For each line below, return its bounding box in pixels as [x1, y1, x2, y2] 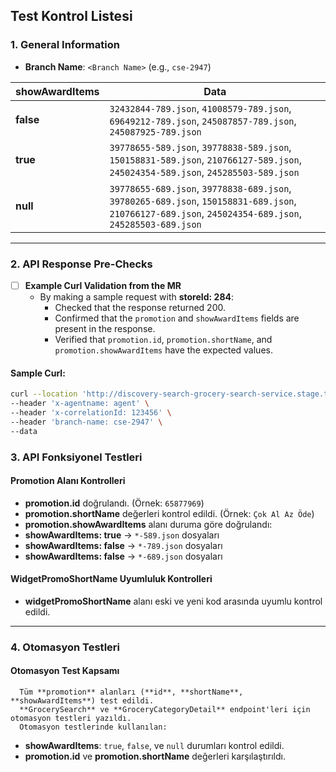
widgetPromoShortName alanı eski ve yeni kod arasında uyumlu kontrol [24, 595, 323, 607]
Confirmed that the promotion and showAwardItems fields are [54, 312, 300, 324]
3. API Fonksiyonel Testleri [10, 450, 143, 464]
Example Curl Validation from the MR [24, 279, 182, 291]
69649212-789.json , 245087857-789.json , [109, 114, 297, 128]
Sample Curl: [10, 367, 66, 379]
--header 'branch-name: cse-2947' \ [10, 417, 163, 427]
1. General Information [10, 38, 120, 52]
